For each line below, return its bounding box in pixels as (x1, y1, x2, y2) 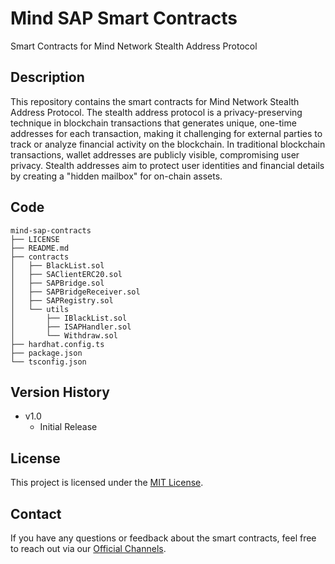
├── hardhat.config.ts (10, 339, 105, 349)
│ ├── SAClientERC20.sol (10, 269, 123, 279)
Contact (10, 505, 62, 522)
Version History (10, 383, 110, 401)
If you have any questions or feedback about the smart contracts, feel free (10, 532, 317, 544)
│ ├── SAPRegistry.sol (10, 295, 114, 306)
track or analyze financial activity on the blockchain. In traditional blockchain (10, 138, 326, 150)
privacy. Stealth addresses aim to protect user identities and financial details (10, 159, 325, 171)
